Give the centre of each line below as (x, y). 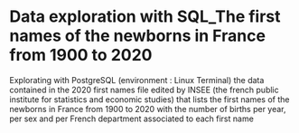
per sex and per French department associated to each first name (132, 119)
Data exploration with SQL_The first (145, 17)
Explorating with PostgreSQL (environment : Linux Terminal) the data (137, 80)
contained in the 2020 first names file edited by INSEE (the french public (144, 90)
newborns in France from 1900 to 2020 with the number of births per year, (148, 109)
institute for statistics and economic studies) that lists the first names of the (149, 99)
